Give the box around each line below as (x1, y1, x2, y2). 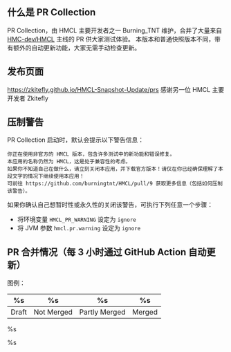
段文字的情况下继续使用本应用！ (7, 173, 85, 180)
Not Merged (33, 307, 73, 317)
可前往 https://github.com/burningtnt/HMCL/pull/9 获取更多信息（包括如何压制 (7, 180, 223, 187)
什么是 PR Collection (7, 6, 96, 19)
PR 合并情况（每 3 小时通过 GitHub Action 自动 (7, 246, 207, 258)
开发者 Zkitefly (7, 94, 48, 102)
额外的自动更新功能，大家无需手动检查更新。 (12, 44, 140, 52)
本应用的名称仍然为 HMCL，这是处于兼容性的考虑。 (7, 158, 131, 165)
